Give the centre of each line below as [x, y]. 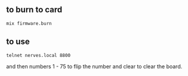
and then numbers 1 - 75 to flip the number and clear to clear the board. [94, 66]
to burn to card [34, 10]
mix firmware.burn [29, 23]
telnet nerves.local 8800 [38, 55]
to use [18, 42]
